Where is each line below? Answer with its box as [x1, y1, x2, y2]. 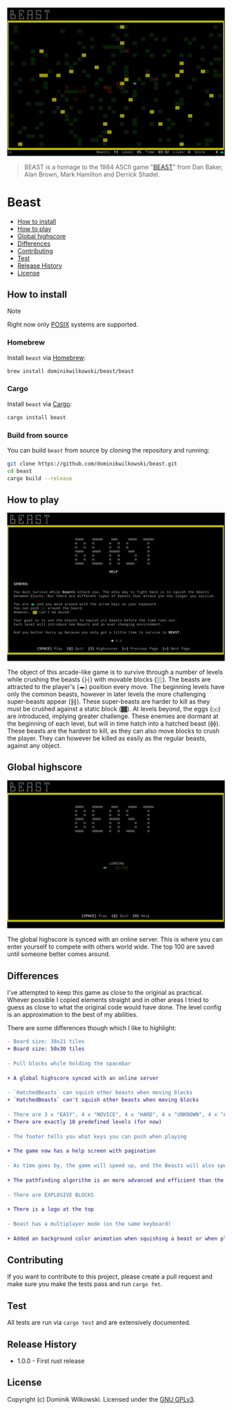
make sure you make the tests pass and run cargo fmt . [7, 1280, 163, 1288]
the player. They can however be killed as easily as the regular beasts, [7, 734, 207, 742]
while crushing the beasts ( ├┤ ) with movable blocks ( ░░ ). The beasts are [7, 675, 211, 684]
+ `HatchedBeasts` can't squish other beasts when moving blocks [7, 1097, 199, 1104]
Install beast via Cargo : [7, 399, 72, 408]
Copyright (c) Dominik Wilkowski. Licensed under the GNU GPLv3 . [7, 1395, 195, 1403]
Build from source [7, 430, 68, 440]
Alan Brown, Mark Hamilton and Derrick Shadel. [23, 170, 160, 178]
